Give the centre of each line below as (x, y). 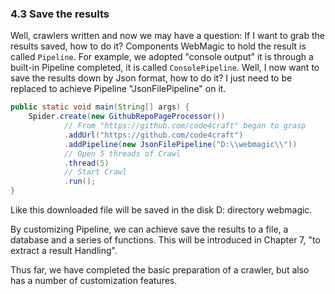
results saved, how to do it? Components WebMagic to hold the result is (158, 46)
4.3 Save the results (60, 14)
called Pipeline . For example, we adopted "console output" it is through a (162, 57)
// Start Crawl (95, 172)
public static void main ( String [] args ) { (100, 107)
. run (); (80, 182)
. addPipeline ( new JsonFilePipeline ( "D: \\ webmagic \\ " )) (180, 144)
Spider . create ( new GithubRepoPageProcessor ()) (127, 117)
